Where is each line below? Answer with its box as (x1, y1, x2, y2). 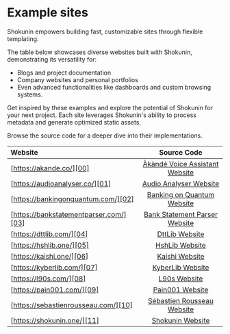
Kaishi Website (157, 251, 205, 261)
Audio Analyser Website (142, 179, 220, 188)
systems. (16, 90, 43, 99)
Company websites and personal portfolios (16, 75, 139, 83)
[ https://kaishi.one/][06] (10, 251, 89, 261)
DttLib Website (157, 229, 205, 239)
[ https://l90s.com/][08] (10, 274, 86, 283)
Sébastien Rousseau (148, 296, 214, 305)
